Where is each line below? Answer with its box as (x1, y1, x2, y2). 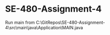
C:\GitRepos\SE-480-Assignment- (36, 19, 105, 25)
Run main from (5, 19, 36, 25)
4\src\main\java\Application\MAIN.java (5, 24, 83, 30)
